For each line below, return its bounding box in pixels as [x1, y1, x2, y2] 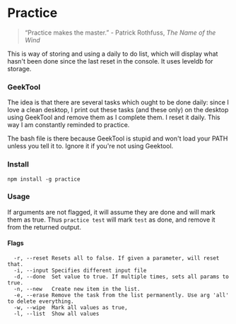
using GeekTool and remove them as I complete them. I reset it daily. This [7, 113, 220, 121]
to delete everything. [7, 298, 74, 305]
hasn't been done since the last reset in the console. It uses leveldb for [7, 56, 213, 65]
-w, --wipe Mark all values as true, [13, 304, 129, 311]
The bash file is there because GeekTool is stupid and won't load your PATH [7, 134, 228, 143]
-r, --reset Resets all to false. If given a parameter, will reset [13, 255, 220, 262]
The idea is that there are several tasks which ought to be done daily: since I [7, 98, 230, 107]
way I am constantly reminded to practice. [7, 121, 130, 129]
